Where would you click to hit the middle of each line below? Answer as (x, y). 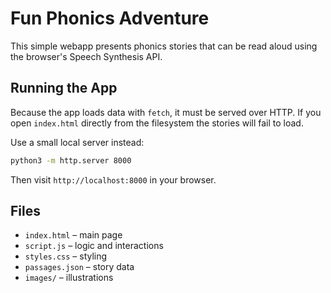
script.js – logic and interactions (94, 246)
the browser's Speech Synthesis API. (86, 56)
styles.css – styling (66, 256)
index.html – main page (73, 235)
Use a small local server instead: (77, 142)
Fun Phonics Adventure (110, 18)
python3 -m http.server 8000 (71, 160)
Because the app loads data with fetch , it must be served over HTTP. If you (166, 112)
